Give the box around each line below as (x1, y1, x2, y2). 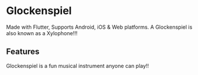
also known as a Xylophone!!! (6, 29, 78, 36)
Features (6, 47, 40, 57)
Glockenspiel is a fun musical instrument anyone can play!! (6, 62, 150, 69)
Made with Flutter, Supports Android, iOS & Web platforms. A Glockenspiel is (6, 23, 193, 30)
